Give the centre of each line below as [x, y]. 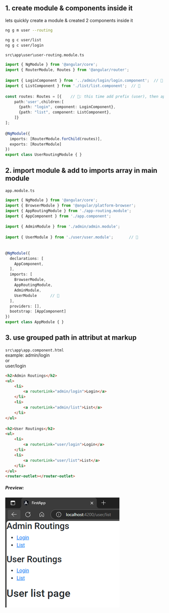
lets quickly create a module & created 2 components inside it [69, 20]
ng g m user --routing [29, 30]
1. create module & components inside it [69, 8]
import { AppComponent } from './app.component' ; [58, 216]
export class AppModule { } [35, 322]
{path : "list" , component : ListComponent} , [65, 113]
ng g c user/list [23, 40]
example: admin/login [28, 355]
